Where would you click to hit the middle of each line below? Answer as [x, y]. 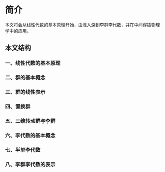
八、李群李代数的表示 [30, 164]
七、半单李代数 [23, 150]
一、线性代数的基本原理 [33, 63]
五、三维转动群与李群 [30, 121]
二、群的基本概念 [25, 78]
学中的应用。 [18, 31]
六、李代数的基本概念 [30, 135]
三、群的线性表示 [25, 92]
